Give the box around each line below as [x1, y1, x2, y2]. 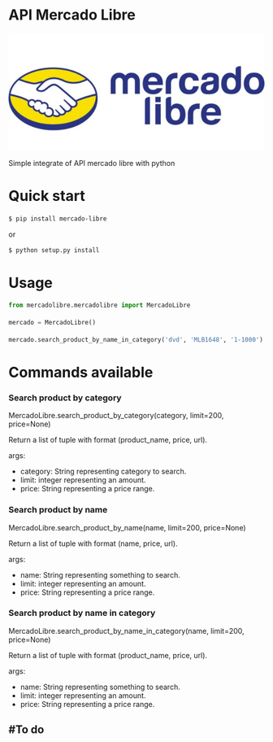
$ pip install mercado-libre [8, 214, 107, 223]
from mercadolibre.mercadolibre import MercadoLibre [8, 301, 191, 310]
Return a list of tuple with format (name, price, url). [8, 539, 178, 548]
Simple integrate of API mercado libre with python [8, 158, 175, 168]
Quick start [8, 186, 85, 205]
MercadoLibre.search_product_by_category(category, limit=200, [8, 411, 224, 421]
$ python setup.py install [8, 246, 100, 254]
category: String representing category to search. [19, 466, 187, 477]
